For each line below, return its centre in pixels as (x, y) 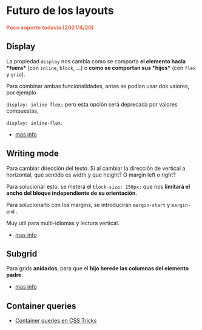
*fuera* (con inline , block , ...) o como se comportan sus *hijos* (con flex (101, 68)
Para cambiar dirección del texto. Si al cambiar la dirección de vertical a (96, 168)
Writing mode (32, 154)
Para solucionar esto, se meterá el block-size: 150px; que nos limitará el (98, 186)
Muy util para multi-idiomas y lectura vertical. (63, 223)
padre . (15, 275)
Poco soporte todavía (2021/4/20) (50, 27)
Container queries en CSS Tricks (56, 321)
